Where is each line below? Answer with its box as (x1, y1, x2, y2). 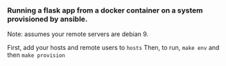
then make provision (7, 51, 66, 59)
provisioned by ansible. (7, 14, 88, 24)
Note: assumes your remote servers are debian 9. (7, 30, 149, 38)
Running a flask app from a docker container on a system (7, 6, 203, 15)
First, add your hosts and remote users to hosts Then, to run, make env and (7, 44, 220, 52)
